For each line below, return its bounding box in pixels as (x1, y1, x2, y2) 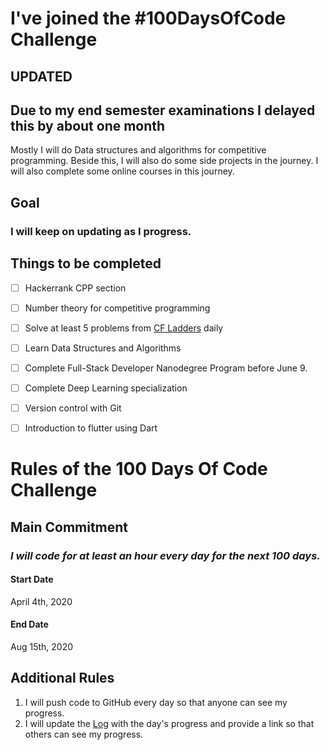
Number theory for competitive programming (24, 302, 211, 314)
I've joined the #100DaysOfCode (10, 7, 287, 30)
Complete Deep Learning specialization (24, 382, 188, 394)
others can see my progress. (24, 728, 144, 740)
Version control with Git (24, 402, 122, 414)
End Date (10, 618, 49, 631)
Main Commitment (10, 518, 129, 536)
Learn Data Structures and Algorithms (24, 342, 182, 354)
